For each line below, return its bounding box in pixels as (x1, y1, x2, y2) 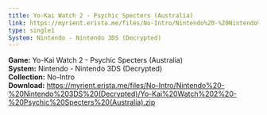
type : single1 (8, 26, 56, 34)
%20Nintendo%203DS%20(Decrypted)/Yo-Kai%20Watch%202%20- (8, 89, 237, 99)
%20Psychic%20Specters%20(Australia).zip (8, 98, 156, 107)
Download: (8, 81, 45, 90)
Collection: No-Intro (8, 72, 75, 82)
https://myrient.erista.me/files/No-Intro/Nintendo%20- (46, 81, 225, 90)
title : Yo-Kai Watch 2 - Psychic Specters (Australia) (8, 11, 194, 20)
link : (8, 19, 26, 27)
